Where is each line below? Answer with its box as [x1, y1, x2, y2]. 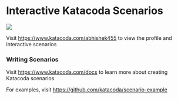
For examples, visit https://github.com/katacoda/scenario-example [6, 86, 167, 93]
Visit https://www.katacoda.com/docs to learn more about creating [6, 69, 168, 76]
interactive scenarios [6, 40, 57, 47]
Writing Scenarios [6, 55, 59, 63]
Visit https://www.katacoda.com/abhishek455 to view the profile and [6, 34, 172, 42]
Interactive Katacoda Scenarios [6, 4, 163, 18]
